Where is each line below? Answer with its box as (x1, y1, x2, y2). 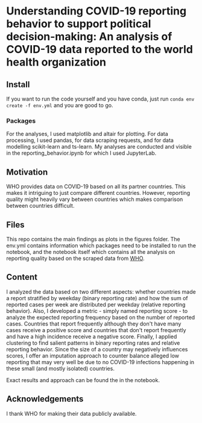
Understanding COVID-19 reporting (6, 4, 187, 18)
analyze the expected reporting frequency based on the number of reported (6, 313, 195, 321)
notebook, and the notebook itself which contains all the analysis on (6, 248, 175, 255)
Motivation (6, 167, 48, 177)
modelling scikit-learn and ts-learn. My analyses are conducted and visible (6, 143, 192, 150)
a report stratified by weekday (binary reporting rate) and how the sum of (6, 294, 188, 301)
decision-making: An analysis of (6, 30, 172, 43)
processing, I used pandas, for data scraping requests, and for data (6, 137, 174, 144)
